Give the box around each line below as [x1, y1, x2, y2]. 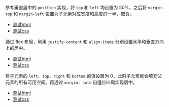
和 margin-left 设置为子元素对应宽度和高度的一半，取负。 [13, 11, 134, 17]
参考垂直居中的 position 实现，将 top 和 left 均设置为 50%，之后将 [5, 5, 147, 10]
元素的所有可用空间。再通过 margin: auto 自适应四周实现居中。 [5, 79, 138, 85]
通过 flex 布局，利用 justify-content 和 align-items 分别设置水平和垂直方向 [5, 39, 164, 45]
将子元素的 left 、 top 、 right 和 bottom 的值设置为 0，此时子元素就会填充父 [5, 73, 162, 79]
